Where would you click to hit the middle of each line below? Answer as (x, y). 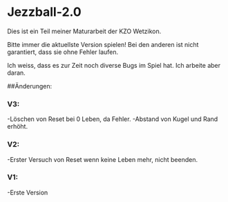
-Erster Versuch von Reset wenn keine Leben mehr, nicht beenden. (103, 159)
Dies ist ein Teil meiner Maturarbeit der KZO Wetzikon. (84, 31)
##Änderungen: (30, 86)
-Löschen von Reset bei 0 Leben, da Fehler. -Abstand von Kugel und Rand (113, 119)
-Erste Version (28, 192)
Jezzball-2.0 (44, 12)
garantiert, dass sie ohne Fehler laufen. (63, 52)
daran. (16, 73)
